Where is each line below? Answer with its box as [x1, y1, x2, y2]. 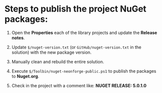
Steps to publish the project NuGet [4, 3, 146, 15]
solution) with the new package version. [11, 49, 92, 55]
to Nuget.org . [11, 73, 39, 79]
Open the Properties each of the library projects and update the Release [11, 30, 157, 35]
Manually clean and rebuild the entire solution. [11, 59, 104, 64]
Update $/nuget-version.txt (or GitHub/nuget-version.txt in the [11, 44, 142, 50]
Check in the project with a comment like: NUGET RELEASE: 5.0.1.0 [11, 82, 146, 88]
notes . [11, 35, 25, 41]
